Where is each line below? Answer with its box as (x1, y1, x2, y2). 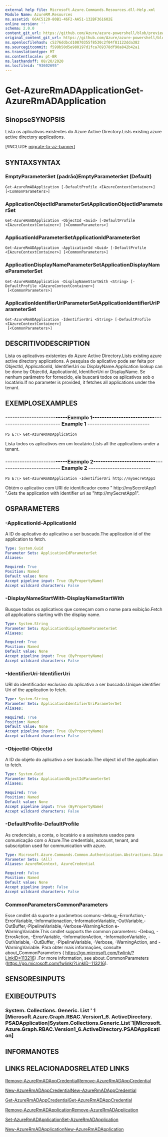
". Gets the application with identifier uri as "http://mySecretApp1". (5, 490, 140, 496)
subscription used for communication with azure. (5, 842, 106, 848)
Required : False (5, 871, 39, 876)
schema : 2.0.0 (5, 26, 35, 31)
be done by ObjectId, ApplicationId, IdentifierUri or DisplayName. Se (5, 369, 146, 375)
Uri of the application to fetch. (5, 687, 67, 693)
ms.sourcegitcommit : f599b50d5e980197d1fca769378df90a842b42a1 (5, 45, 140, 50)
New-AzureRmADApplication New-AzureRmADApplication (5, 1126, 124, 1132)
